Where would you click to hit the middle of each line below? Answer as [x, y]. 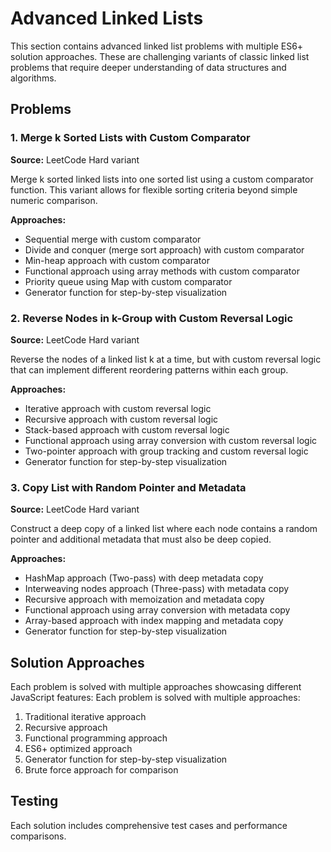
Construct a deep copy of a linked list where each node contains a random [164, 529]
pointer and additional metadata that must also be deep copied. [141, 539]
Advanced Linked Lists [107, 18]
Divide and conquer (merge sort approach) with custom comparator [164, 249]
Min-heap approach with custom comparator [117, 260]
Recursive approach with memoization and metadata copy [144, 599]
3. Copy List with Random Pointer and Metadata [128, 487]
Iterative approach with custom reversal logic [118, 408]
